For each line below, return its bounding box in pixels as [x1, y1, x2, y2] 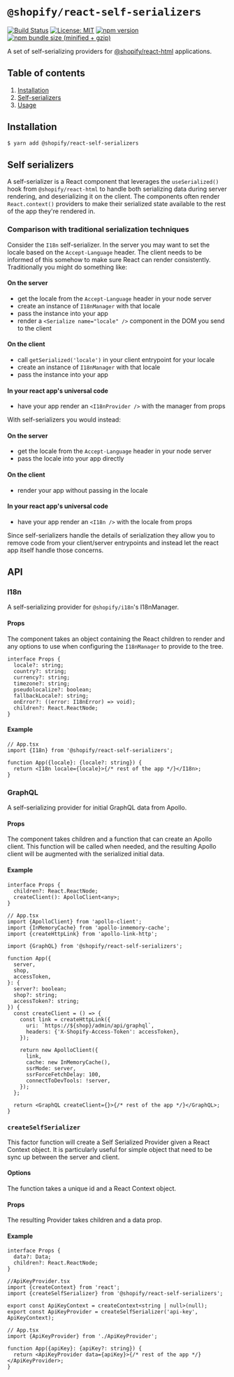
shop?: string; [13, 991, 58, 998]
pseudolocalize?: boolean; [13, 686, 92, 693]
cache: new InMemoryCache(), [25, 1058, 111, 1066]
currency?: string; [13, 674, 71, 681]
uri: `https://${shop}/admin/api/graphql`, [25, 1022, 155, 1029]
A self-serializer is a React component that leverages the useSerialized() [7, 178, 219, 186]
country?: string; [13, 668, 68, 675]
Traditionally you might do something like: [7, 263, 128, 271]
